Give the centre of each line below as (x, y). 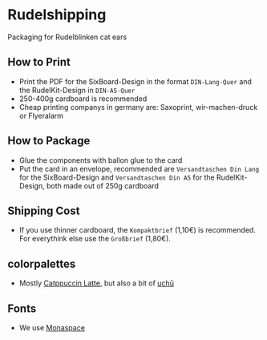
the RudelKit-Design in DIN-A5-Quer (77, 90)
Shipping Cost (44, 210)
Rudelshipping (57, 15)
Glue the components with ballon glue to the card (101, 160)
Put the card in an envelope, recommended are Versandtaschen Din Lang (139, 168)
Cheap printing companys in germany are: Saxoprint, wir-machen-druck (138, 107)
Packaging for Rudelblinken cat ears (67, 37)
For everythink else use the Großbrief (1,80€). (95, 239)
